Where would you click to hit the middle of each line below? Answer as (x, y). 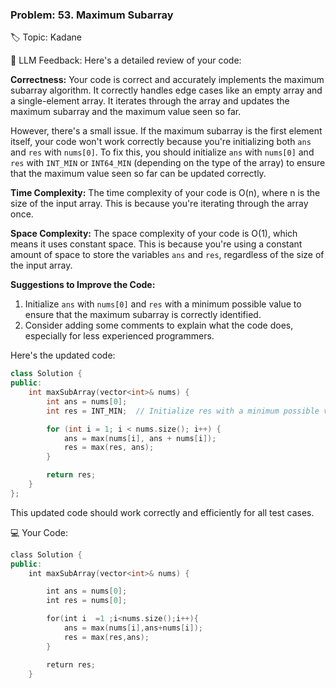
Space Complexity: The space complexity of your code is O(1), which (154, 234)
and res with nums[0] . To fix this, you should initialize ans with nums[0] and (162, 152)
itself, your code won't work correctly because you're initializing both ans (161, 142)
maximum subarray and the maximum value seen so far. (126, 112)
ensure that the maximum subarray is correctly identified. (143, 315)
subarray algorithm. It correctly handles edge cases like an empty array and (166, 90)
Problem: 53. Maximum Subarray (92, 15)
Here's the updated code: (63, 355)
